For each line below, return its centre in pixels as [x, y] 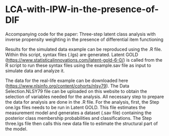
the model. [16, 129]
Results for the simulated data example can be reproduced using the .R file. [84, 49]
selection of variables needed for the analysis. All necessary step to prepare [85, 97]
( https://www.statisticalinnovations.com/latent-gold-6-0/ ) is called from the [84, 60]
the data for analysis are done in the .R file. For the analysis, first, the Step [82, 102]
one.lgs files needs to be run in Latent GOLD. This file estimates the [75, 107]
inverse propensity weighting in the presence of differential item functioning [84, 39]
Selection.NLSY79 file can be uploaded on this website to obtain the [76, 91]
